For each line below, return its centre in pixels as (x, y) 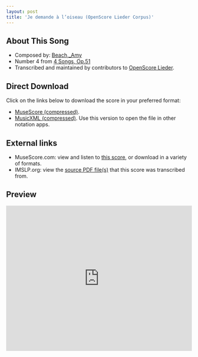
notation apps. (32, 125)
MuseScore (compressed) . (47, 112)
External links (32, 143)
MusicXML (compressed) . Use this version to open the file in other (95, 118)
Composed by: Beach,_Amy (48, 55)
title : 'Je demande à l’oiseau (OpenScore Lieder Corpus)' (80, 17)
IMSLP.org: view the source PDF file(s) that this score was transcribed (100, 169)
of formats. (28, 163)
